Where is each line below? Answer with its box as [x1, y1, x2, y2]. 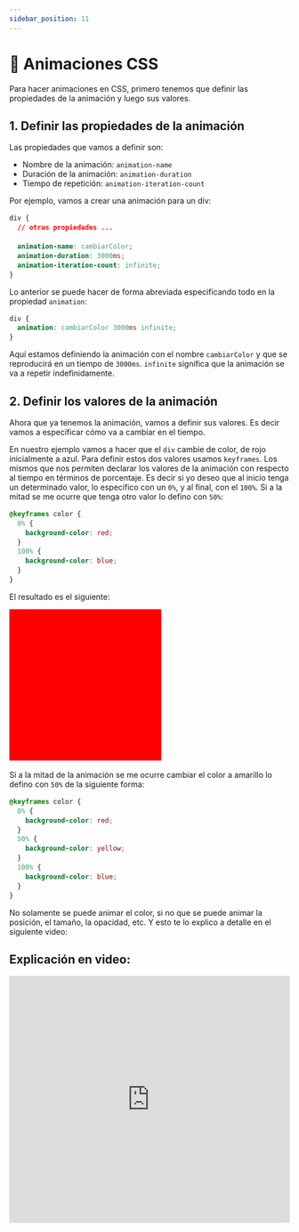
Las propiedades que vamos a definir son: [9, 142, 164, 153]
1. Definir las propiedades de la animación [9, 118, 245, 134]
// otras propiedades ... [17, 223, 114, 232]
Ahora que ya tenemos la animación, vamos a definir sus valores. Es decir [9, 417, 280, 427]
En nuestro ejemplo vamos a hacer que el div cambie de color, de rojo [9, 443, 267, 454]
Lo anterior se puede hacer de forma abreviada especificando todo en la [9, 286, 276, 297]
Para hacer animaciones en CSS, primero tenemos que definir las [9, 83, 249, 93]
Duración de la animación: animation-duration [21, 169, 192, 180]
